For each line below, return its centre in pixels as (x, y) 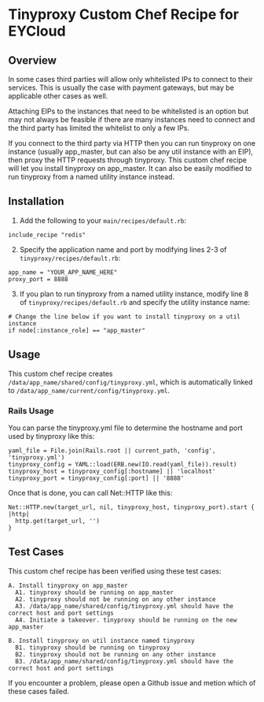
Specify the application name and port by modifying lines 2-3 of (123, 249)
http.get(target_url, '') (58, 521)
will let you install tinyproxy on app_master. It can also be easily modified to (130, 168)
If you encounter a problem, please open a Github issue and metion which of (132, 682)
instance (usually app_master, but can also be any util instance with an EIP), (131, 152)
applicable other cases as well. (58, 96)
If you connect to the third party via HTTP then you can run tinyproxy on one (132, 143)
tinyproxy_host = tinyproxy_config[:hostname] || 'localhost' (112, 471)
